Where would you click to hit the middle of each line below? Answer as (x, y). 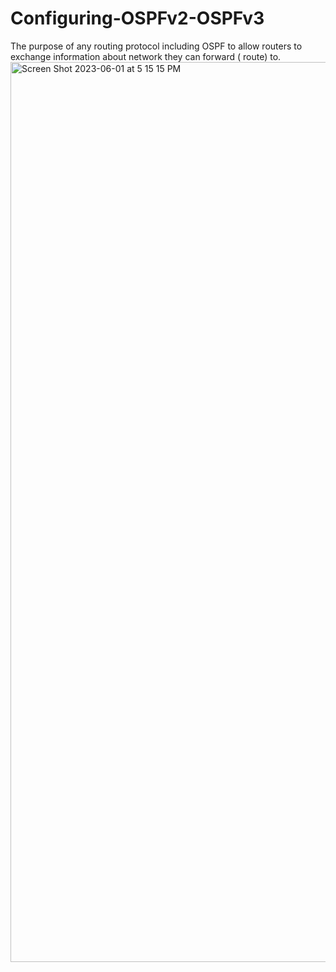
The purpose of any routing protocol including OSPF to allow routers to (156, 46)
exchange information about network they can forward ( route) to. (146, 56)
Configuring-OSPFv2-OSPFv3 (137, 18)
